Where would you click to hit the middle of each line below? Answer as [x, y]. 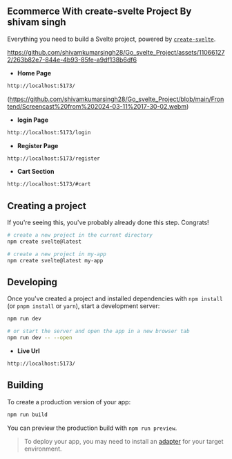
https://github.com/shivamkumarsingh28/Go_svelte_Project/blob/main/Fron [117, 99]
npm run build [28, 415]
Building [25, 385]
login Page [33, 120]
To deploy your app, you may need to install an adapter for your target [124, 441]
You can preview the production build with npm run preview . [92, 428]
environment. [43, 449]
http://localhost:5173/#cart [49, 184]
